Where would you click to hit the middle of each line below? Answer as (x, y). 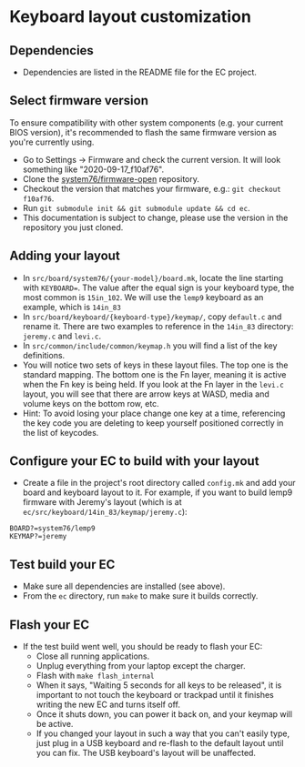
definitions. (44, 355)
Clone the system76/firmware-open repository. (111, 178)
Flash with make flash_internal (95, 676)
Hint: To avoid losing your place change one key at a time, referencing (154, 413)
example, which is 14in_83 (71, 307)
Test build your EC (62, 565)
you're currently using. (52, 142)
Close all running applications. (93, 656)
